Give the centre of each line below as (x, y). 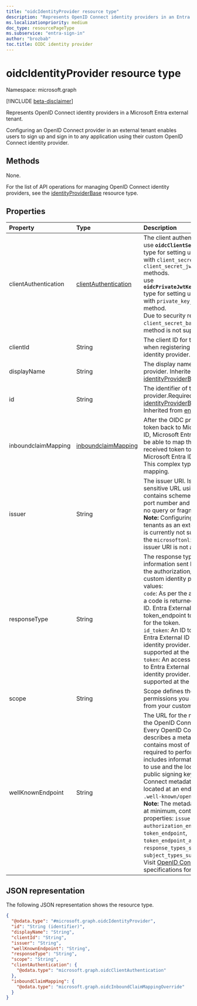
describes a (159, 737)
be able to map (164, 442)
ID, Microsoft (161, 435)
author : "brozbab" (28, 39)
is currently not (164, 533)
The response (162, 557)
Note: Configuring (168, 518)
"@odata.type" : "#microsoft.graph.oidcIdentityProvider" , (84, 921)
